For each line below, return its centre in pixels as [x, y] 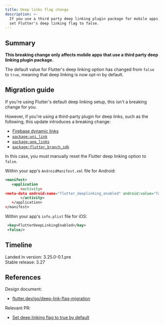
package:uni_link [30, 137]
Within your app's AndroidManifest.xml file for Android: [60, 171]
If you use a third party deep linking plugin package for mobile [78, 19]
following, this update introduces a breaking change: [58, 121]
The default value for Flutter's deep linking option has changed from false [80, 69]
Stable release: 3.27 [25, 262]
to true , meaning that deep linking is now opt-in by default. [64, 75]
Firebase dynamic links [35, 131]
